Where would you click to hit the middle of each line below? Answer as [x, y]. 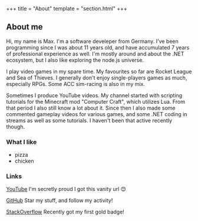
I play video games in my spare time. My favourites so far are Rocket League [99, 71]
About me [24, 27]
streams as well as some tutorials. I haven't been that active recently [89, 120]
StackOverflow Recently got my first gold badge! [65, 212]
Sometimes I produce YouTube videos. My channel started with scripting [94, 95]
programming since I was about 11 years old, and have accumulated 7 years [98, 47]
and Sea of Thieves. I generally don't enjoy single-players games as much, [97, 77]
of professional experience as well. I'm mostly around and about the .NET [95, 54]
